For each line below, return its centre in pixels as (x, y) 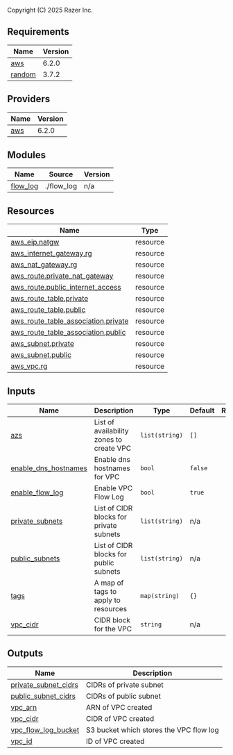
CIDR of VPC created (120, 718)
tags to (105, 592)
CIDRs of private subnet (125, 685)
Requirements (38, 32)
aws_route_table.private (50, 299)
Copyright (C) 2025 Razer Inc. (50, 10)
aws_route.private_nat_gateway (62, 276)
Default (202, 410)
